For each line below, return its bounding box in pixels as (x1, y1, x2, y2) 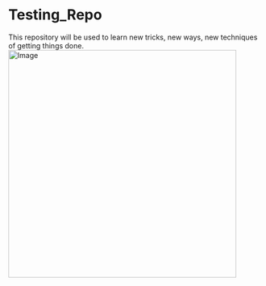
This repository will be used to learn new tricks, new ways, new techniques (8, 32, 258, 42)
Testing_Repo (8, 6, 102, 24)
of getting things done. (8, 40, 85, 50)
